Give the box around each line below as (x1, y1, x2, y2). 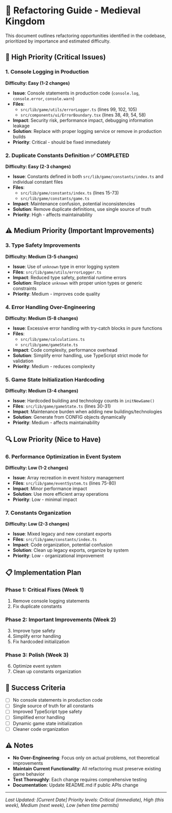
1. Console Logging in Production (5, 68, 89, 75)
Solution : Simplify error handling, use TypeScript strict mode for (12, 352, 148, 358)
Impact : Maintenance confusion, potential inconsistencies (12, 200, 136, 207)
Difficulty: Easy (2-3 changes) (5, 163, 71, 169)
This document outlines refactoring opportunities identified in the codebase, (5, 32, 166, 38)
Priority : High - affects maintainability (12, 211, 93, 218)
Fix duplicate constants (12, 603, 62, 609)
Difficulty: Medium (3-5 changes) (5, 254, 78, 260)
